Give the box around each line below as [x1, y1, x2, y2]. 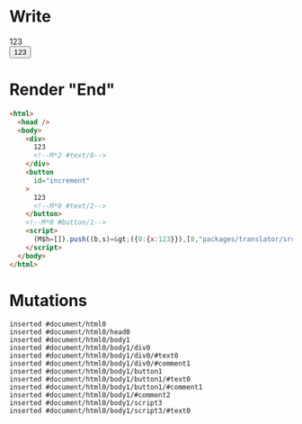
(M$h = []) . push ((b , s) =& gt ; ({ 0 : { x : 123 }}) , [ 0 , [32, 235, 200, 244]
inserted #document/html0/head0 [9, 328, 130, 337]
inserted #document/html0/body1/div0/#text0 [9, 351, 179, 361]
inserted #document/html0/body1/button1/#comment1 [9, 383, 203, 392]
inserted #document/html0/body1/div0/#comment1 [9, 359, 191, 368]
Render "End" [9, 79, 115, 100]
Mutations [9, 290, 88, 311]
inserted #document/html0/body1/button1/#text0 [9, 375, 191, 384]
